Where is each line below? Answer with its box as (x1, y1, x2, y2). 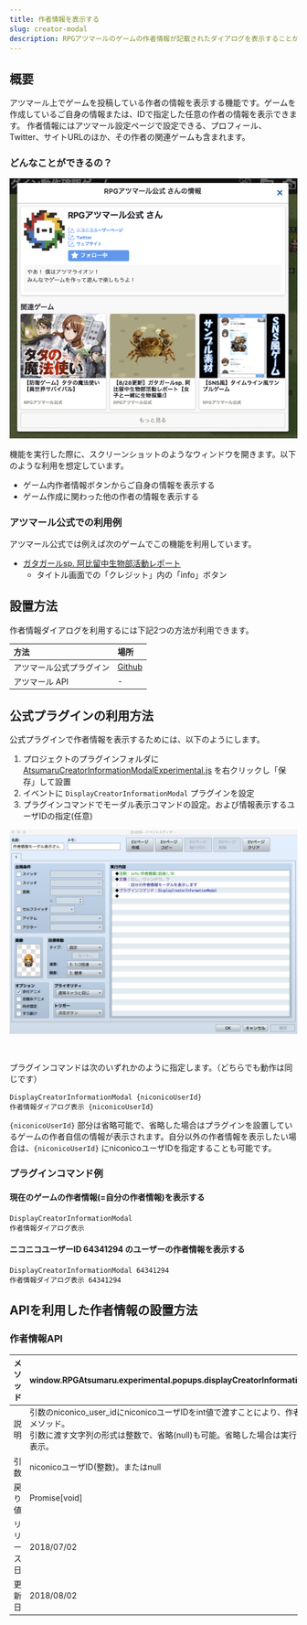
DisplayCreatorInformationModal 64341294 (9, 1266, 170, 1275)
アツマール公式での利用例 (9, 516, 122, 529)
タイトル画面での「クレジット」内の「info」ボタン (36, 570, 228, 581)
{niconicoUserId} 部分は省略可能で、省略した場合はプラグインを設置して (9, 1119, 285, 1130)
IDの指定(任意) (38, 810, 93, 822)
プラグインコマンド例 (9, 1167, 103, 1180)
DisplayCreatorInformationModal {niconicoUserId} (9, 1093, 203, 1102)
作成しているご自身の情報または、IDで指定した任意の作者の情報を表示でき (9, 109, 290, 120)
